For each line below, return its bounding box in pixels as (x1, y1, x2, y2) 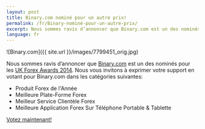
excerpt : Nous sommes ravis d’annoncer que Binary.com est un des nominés (6, 26, 201, 32)
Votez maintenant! (6, 116, 52, 124)
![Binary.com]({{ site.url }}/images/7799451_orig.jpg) (6, 48, 138, 55)
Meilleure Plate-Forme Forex (15, 91, 87, 99)
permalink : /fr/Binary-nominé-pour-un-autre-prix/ (6, 20, 138, 26)
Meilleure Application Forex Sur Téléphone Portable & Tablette (15, 104, 172, 111)
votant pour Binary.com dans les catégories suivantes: (6, 73, 143, 80)
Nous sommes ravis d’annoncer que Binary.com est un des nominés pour (6, 60, 190, 68)
